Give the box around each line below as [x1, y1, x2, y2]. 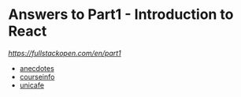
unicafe [19, 80, 45, 90]
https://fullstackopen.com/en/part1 [8, 48, 122, 58]
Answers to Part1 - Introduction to [8, 6, 234, 24]
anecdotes [19, 63, 55, 73]
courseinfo [19, 72, 55, 81]
